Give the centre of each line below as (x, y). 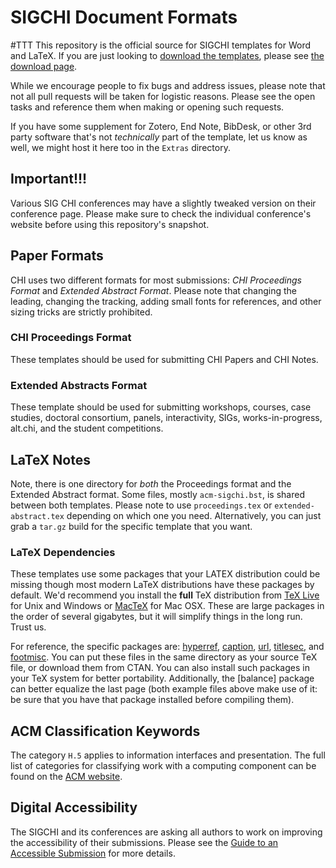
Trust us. (28, 627)
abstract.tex (37, 516)
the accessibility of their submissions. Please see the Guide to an (144, 842)
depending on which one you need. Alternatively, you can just (194, 515)
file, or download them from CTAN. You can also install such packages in (160, 668)
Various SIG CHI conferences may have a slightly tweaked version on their (163, 203)
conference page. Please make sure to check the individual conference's (161, 213)
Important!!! (49, 179)
